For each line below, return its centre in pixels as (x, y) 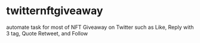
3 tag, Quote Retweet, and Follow (47, 33)
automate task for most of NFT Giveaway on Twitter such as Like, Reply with (100, 27)
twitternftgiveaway (55, 11)
